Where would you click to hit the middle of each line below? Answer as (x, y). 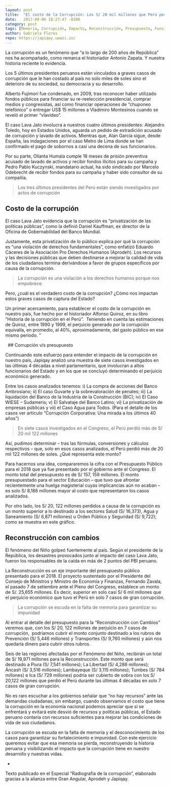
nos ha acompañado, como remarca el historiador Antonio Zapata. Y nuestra (85, 58)
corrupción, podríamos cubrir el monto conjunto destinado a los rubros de (83, 633)
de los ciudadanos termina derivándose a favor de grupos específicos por (82, 263)
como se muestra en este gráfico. (40, 522)
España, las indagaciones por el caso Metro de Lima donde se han (75, 141)
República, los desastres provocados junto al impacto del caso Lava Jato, (82, 555)
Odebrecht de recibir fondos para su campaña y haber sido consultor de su (84, 172)
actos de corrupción (39, 193)
